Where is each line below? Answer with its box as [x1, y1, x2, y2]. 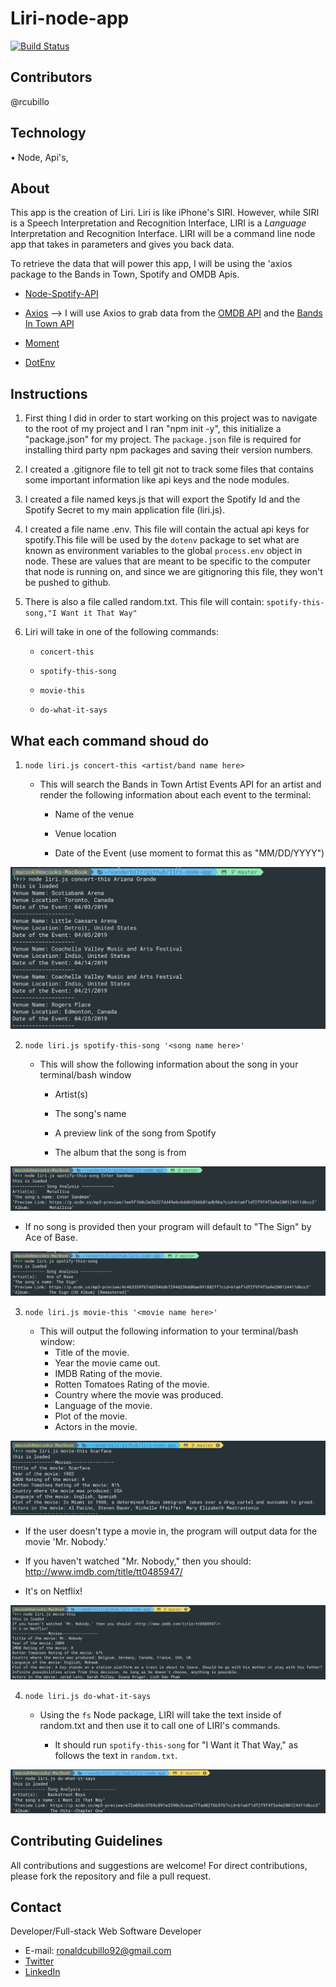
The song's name [54, 1108, 127, 1120]
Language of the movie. [54, 1399, 153, 1411]
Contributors [10, 69, 93, 86]
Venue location [54, 828, 117, 839]
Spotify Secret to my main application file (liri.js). [24, 504, 225, 516]
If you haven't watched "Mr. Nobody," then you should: [24, 1555, 252, 1567]
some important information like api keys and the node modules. [24, 474, 290, 486]
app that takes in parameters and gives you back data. [10, 238, 235, 251]
